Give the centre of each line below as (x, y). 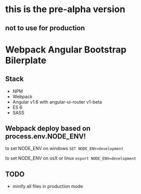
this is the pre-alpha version (65, 9)
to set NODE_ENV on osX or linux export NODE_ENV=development (71, 158)
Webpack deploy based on (48, 128)
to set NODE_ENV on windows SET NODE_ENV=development (64, 149)
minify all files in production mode (48, 186)
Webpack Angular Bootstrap (66, 50)
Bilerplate (26, 60)
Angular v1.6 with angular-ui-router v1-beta (57, 102)
